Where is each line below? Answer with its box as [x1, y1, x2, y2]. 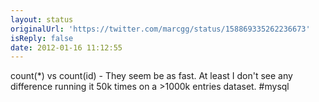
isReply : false [10, 33, 74, 43]
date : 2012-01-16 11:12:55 [10, 42, 123, 53]
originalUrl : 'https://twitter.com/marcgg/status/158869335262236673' [10, 24, 311, 34]
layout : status [10, 14, 74, 25]
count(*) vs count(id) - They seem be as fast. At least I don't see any [10, 70, 293, 82]
